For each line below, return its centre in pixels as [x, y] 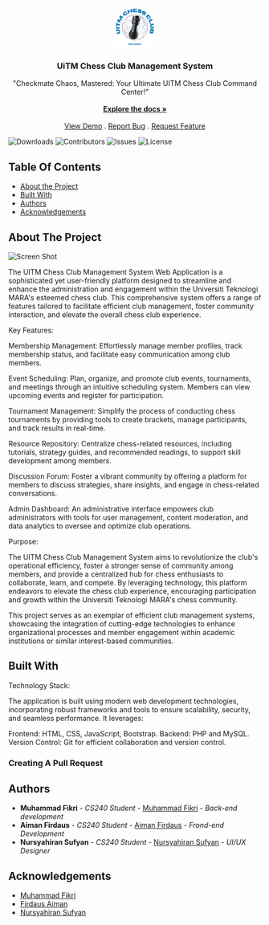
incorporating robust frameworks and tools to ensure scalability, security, [130, 709]
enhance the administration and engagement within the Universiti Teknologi [133, 289]
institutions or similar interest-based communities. [91, 641]
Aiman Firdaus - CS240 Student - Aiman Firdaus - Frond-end [122, 825]
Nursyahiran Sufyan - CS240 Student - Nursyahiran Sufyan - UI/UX [133, 842]
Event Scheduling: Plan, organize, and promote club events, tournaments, [130, 378]
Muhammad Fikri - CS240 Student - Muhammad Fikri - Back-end [128, 808]
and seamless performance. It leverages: [76, 718]
